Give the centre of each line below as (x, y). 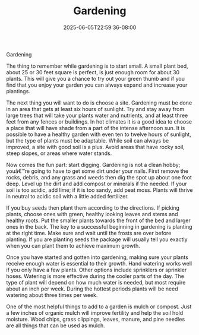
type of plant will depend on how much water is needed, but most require (96, 282)
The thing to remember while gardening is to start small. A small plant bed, (97, 66)
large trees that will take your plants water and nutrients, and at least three (97, 115)
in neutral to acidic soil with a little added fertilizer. (67, 196)
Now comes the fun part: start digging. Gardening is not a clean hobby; (93, 165)
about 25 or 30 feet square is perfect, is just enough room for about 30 (93, 72)
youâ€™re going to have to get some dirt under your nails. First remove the (97, 171)
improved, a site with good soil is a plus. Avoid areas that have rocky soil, (96, 147)
